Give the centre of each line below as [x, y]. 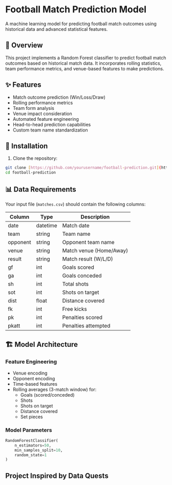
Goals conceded [82, 275]
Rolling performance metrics [43, 102]
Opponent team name [88, 242]
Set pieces [31, 417]
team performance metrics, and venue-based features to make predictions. [85, 68]
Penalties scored [82, 317]
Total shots [76, 284]
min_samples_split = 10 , [39, 450]
